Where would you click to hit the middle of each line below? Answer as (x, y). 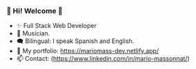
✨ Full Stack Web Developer (57, 26)
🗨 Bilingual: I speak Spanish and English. (75, 41)
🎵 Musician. (33, 33)
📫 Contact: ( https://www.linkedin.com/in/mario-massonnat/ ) (103, 59)
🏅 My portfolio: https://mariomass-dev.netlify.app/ (88, 51)
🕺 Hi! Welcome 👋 (35, 11)
